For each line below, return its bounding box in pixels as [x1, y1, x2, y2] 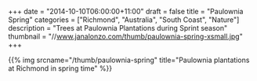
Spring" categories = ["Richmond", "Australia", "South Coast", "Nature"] [8, 15, 240, 24]
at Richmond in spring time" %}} [8, 64, 112, 73]
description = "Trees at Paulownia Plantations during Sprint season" [8, 24, 228, 32]
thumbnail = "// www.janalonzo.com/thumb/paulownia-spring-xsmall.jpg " [8, 31, 243, 41]
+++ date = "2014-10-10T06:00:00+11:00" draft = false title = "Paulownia [8, 7, 244, 16]
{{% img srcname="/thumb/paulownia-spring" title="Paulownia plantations [8, 55, 250, 64]
